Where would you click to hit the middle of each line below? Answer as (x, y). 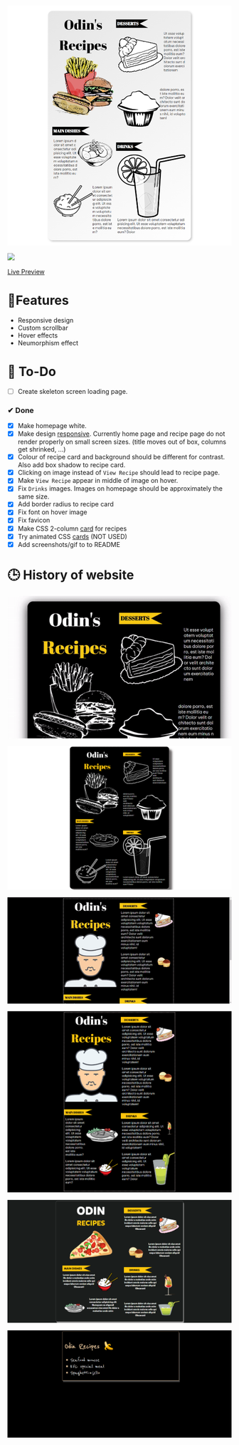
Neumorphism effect (48, 343)
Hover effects (38, 335)
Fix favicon (34, 520)
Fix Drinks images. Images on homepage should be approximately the (120, 489)
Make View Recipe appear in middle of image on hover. (98, 481)
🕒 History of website (71, 575)
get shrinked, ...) (42, 449)
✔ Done (21, 410)
